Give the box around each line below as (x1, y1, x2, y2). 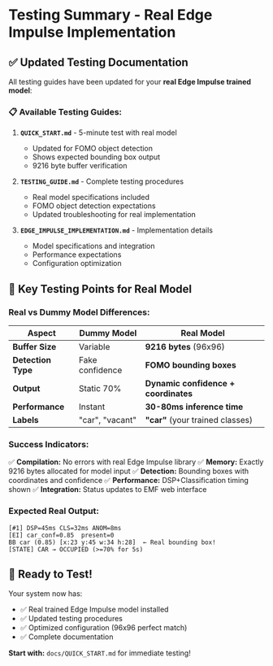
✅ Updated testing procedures (19, 614, 123, 624)
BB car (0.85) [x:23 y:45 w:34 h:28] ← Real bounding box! (8, 538, 217, 546)
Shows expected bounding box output (32, 152, 161, 162)
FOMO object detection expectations (32, 201, 156, 211)
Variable (78, 341, 110, 352)
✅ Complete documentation (19, 632, 114, 642)
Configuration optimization (32, 259, 122, 268)
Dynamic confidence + (145, 377, 236, 389)
